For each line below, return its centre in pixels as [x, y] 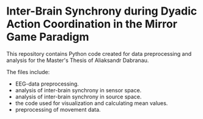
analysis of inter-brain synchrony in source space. [78, 97]
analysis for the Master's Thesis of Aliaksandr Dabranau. [78, 60]
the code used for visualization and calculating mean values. [91, 103]
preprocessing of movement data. [58, 109]
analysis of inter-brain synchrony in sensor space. [78, 90]
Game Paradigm [48, 37]
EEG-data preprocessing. [47, 84]
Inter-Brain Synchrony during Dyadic [102, 11]
